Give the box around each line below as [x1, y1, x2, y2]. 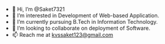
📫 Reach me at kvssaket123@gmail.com [11, 32, 113, 38]
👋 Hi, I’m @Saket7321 [11, 6, 65, 12]
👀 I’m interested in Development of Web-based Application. [11, 12, 160, 19]
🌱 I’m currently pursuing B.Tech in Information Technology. [11, 18, 158, 25]
